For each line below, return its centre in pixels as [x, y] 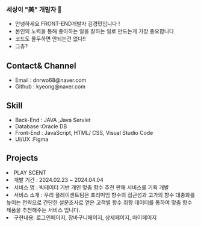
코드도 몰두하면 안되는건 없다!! [50, 39]
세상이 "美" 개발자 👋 [34, 9]
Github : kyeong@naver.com [50, 87]
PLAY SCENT [30, 172]
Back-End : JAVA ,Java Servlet [53, 120]
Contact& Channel [41, 65]
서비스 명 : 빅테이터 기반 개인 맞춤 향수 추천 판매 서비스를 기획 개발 [91, 187]
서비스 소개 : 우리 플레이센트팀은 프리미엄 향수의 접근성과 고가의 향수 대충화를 [105, 194]
